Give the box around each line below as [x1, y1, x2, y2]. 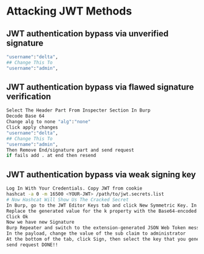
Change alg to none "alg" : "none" [6, 119, 91, 125]
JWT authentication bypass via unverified [6, 28, 169, 39]
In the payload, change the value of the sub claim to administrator [6, 230, 186, 237]
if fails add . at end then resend [6, 153, 97, 159]
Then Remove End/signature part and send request [6, 147, 135, 153]
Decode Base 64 [6, 113, 45, 119]
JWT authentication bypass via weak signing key [6, 169, 196, 179]
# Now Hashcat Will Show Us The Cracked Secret [6, 196, 129, 202]
